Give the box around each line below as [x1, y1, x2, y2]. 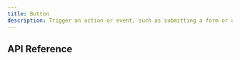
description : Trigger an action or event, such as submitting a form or [7, 17, 229, 24]
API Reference [7, 43, 73, 55]
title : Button [7, 10, 50, 18]
